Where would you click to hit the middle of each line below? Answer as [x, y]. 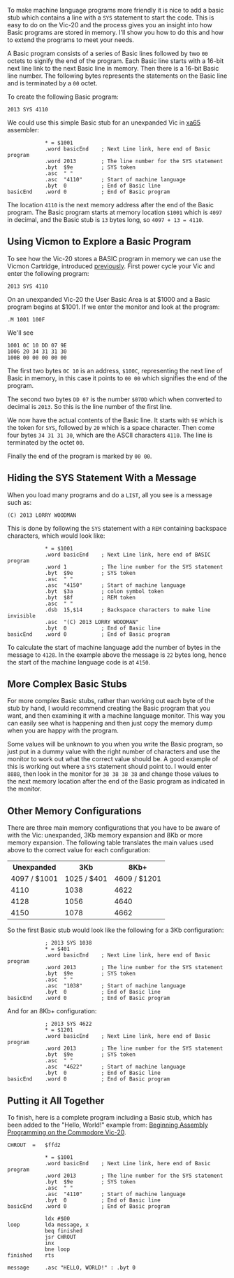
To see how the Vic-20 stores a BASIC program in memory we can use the [114, 258]
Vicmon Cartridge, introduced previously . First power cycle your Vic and [111, 266]
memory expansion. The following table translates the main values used [111, 842]
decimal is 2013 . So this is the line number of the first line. [90, 406]
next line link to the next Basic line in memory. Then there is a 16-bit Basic [113, 68]
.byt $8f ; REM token [90, 597]
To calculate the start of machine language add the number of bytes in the [114, 647]
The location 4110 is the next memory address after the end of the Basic [111, 205]
